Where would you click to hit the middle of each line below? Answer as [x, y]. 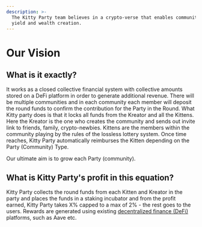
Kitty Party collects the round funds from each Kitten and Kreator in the [94, 192]
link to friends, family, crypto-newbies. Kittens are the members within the [98, 128]
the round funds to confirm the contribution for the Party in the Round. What [100, 108]
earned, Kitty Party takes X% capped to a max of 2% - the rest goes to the [99, 205]
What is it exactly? [41, 75]
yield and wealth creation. [47, 23]
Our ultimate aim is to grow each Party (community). [71, 159]
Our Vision [33, 53]
